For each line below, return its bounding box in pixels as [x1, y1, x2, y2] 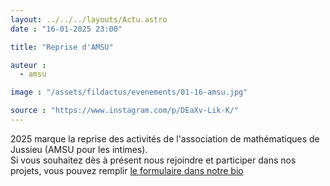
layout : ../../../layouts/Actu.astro [10, 14, 168, 25]
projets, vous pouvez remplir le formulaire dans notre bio [10, 164, 244, 176]
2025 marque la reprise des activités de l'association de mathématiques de [10, 132, 320, 145]
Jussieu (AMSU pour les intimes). [10, 143, 148, 155]
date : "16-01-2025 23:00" [10, 24, 123, 34]
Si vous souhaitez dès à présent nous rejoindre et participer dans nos [10, 154, 297, 166]
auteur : [10, 60, 47, 70]
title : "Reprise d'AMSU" [10, 42, 114, 52]
